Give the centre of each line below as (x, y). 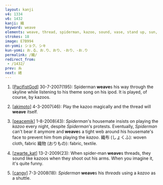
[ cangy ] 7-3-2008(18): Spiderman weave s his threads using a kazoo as (84, 173)
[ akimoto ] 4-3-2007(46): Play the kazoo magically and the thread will (81, 106)
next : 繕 (13, 73)
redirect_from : (20, 59)
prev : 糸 (13, 69)
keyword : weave (20, 28)
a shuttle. (21, 178)
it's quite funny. (28, 163)
